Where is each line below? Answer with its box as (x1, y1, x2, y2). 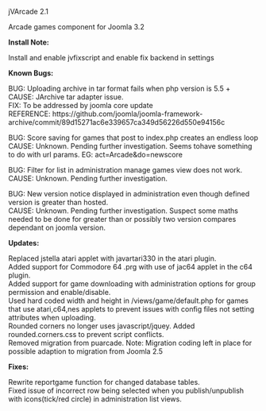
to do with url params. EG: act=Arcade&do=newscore (8, 150, 183, 159)
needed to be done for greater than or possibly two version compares (8, 215, 237, 223)
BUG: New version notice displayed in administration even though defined (8, 189, 250, 198)
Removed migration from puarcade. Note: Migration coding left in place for (8, 338, 253, 347)
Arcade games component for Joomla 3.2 (8, 22, 145, 31)
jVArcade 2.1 (8, 7, 49, 16)
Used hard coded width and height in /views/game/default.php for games (8, 296, 249, 305)
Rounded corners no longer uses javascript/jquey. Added (8, 321, 195, 331)
